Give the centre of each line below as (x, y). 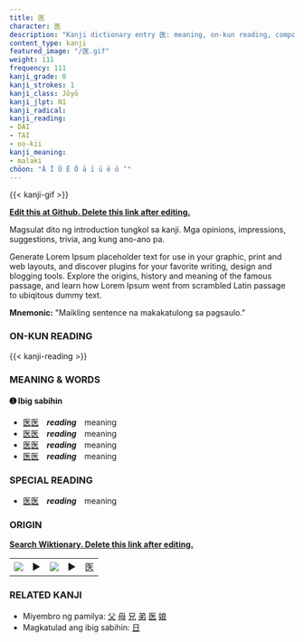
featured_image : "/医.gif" (60, 52)
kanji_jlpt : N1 (38, 102)
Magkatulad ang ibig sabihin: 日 (81, 627)
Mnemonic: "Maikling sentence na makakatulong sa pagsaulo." (128, 313)
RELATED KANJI (46, 595)
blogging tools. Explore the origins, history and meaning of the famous (141, 276)
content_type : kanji (48, 43)
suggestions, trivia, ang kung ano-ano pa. (87, 240)
